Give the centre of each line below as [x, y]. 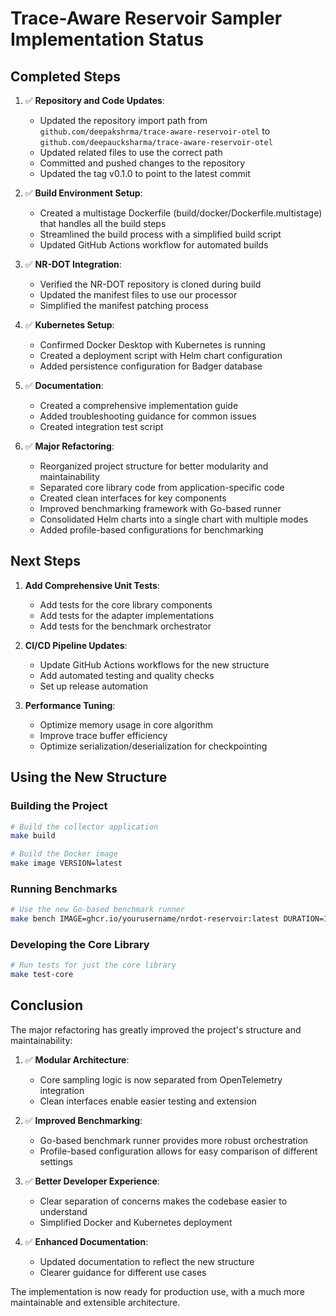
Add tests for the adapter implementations [127, 615]
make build [33, 836]
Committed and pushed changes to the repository [142, 163]
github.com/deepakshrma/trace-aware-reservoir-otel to [155, 131]
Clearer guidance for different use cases [123, 1272]
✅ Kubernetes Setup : [69, 325]
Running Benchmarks [64, 889]
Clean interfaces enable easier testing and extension [148, 1101]
